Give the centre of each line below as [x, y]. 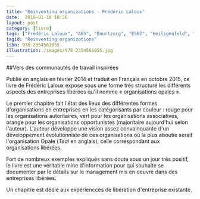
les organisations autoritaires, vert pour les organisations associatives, [93, 116]
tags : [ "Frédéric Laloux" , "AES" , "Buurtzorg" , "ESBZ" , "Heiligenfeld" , [98, 34]
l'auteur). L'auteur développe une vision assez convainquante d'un [88, 128]
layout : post [22, 23]
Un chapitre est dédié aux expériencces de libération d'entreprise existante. [99, 189]
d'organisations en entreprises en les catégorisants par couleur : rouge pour [100, 109]
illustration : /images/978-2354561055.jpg [60, 51]
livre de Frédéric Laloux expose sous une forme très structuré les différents [99, 85]
